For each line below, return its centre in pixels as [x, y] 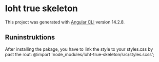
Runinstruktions [30, 37]
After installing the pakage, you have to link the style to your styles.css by [79, 49]
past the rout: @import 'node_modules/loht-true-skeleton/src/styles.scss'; [80, 54]
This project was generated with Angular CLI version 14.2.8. [65, 22]
